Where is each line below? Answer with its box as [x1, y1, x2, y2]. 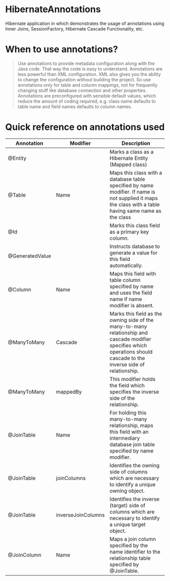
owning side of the [109, 316, 154, 324]
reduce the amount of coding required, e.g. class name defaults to [17, 98, 156, 104]
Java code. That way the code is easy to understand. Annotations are [17, 66, 163, 72]
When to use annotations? [5, 44, 118, 55]
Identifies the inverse [109, 495, 160, 502]
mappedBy [56, 388, 82, 395]
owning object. [109, 487, 145, 494]
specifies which [109, 342, 147, 349]
